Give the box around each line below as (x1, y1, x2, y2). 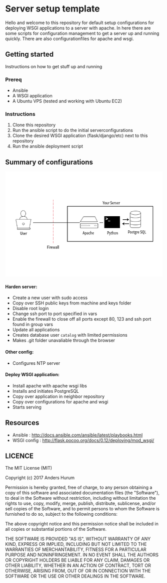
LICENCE (5, 452, 34, 460)
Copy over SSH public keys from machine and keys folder (12, 300, 131, 306)
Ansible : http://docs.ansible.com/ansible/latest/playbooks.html (12, 432, 143, 438)
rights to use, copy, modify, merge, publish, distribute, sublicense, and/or (5, 500, 156, 507)
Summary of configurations (5, 158, 93, 166)
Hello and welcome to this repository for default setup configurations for (5, 20, 154, 26)
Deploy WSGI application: (5, 372, 60, 378)
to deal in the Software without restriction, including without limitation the (5, 495, 156, 501)
